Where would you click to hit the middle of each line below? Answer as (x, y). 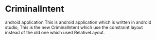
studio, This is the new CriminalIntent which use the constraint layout (74, 27)
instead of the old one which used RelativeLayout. (55, 32)
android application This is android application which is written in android (78, 22)
